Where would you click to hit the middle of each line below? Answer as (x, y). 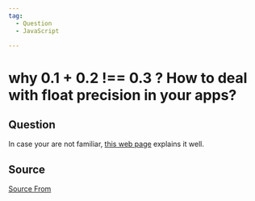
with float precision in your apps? (123, 95)
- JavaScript (38, 31)
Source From (30, 189)
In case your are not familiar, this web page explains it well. (106, 144)
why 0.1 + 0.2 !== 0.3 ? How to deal (128, 78)
